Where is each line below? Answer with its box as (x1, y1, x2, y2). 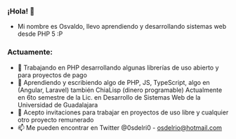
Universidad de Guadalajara (17, 100, 98, 109)
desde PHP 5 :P (17, 29, 63, 38)
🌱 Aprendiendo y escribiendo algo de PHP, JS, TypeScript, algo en (17, 78, 211, 86)
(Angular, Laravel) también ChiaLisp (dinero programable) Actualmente (17, 86, 223, 94)
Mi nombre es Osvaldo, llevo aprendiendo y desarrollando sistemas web (17, 22, 227, 31)
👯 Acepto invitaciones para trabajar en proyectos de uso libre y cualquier (17, 108, 229, 117)
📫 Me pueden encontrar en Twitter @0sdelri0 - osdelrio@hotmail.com (17, 123, 223, 132)
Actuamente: (7, 47, 53, 57)
